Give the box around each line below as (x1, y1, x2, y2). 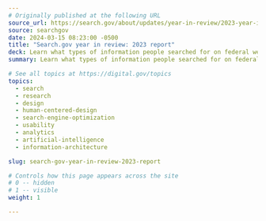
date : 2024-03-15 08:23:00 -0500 (8, 33, 119, 42)
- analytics (15, 129, 55, 137)
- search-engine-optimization (15, 114, 115, 122)
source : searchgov (8, 26, 69, 34)
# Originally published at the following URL (8, 11, 161, 20)
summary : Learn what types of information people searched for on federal (8, 56, 260, 64)
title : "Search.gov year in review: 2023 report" (8, 41, 176, 49)
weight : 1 (8, 194, 41, 202)
